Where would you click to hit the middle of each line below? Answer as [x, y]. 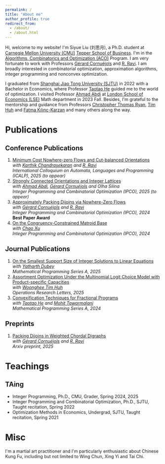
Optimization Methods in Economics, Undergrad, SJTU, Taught [76, 412]
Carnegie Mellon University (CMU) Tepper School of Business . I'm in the [79, 53]
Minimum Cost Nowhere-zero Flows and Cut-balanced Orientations [81, 160]
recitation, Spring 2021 [35, 417]
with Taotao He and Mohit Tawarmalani [53, 303]
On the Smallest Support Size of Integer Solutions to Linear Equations [83, 261]
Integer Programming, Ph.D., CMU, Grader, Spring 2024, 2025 [75, 396]
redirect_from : [21, 23]
